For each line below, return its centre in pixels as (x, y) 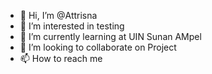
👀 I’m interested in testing (72, 26)
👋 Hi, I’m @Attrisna (58, 15)
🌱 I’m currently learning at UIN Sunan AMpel (110, 36)
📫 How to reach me (61, 58)
